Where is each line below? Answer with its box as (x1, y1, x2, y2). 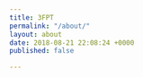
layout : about (9, 30, 63, 38)
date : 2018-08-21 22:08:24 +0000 (9, 38, 135, 47)
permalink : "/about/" (9, 21, 91, 30)
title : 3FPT (9, 13, 54, 22)
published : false (9, 47, 75, 56)
